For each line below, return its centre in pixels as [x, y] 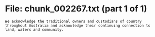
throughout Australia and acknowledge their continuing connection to [78, 25]
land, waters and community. [34, 29]
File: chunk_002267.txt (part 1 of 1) [76, 9]
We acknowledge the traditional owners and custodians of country [73, 21]
